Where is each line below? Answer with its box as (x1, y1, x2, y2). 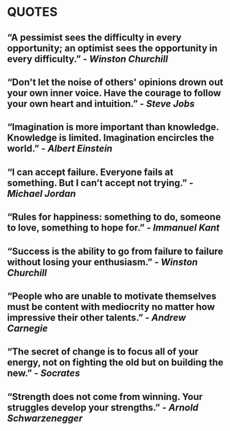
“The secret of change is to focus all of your (7, 346, 199, 358)
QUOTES (7, 4, 58, 20)
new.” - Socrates (7, 368, 80, 379)
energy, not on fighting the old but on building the (7, 357, 224, 368)
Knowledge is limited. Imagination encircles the (7, 132, 215, 144)
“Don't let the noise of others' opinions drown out (7, 76, 224, 88)
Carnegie (7, 322, 48, 334)
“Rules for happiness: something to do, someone (7, 211, 221, 223)
